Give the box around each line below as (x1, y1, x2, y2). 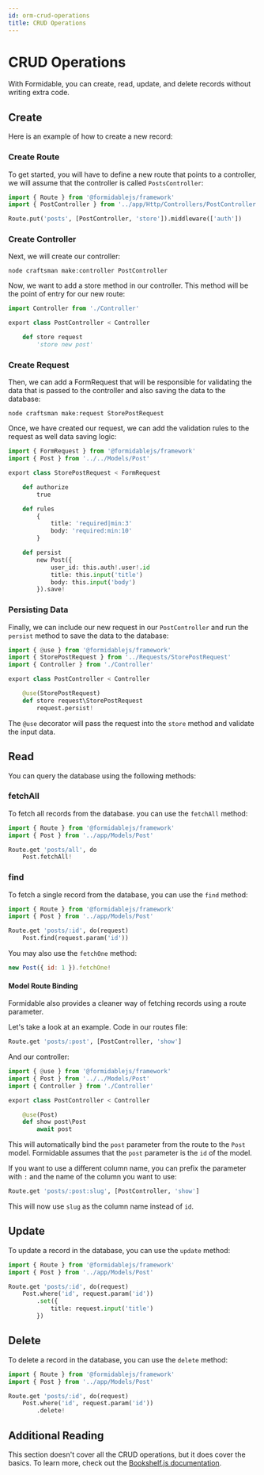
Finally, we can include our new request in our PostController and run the (8, 622, 249, 632)
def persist (22, 548, 62, 557)
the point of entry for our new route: (8, 289, 126, 299)
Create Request (8, 359, 70, 370)
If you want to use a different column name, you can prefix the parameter (8, 1164, 247, 1173)
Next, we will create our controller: (8, 251, 121, 262)
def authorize (22, 483, 69, 491)
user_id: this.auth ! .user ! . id (50, 564, 150, 571)
